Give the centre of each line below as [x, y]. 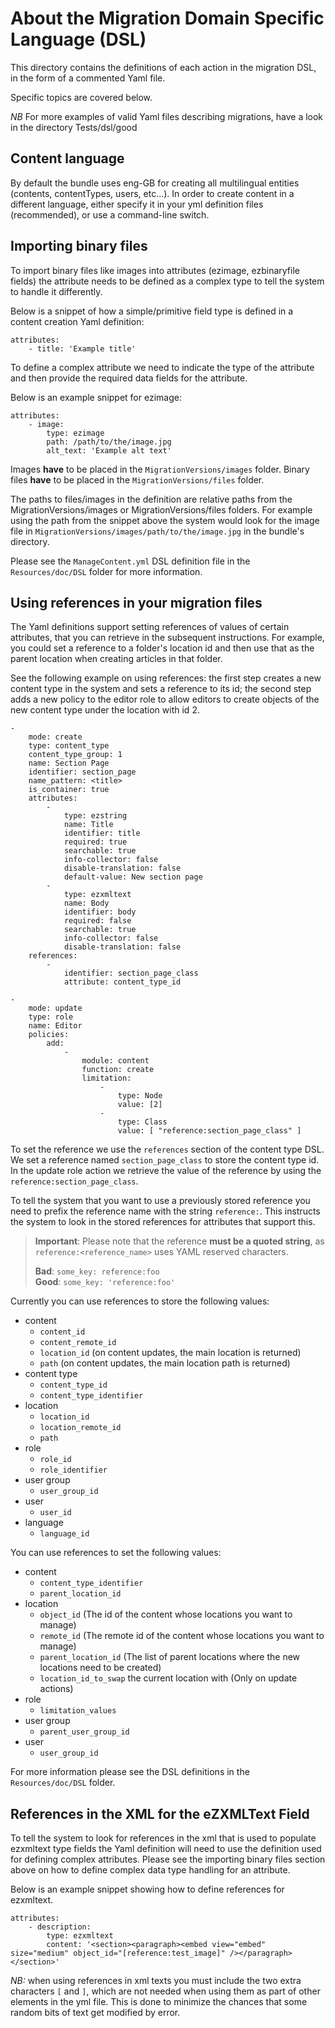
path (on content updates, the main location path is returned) [165, 1363]
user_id [55, 1513]
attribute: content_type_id [122, 982]
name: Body [86, 903]
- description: [60, 1927]
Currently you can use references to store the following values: [140, 1301]
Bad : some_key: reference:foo [97, 1271]
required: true [95, 842]
